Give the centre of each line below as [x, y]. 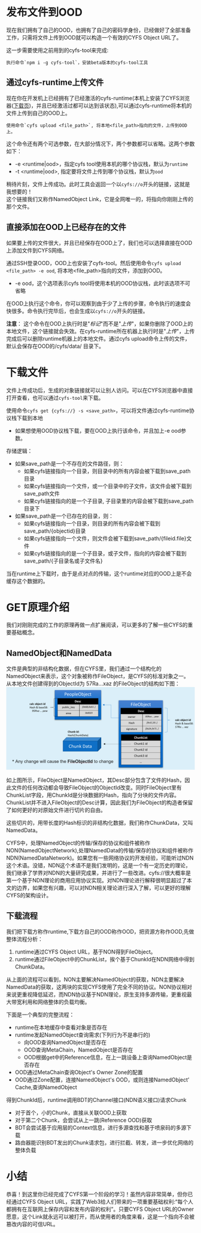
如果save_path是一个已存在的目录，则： [64, 516]
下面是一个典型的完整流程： [40, 1015]
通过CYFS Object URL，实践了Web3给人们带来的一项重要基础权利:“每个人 [102, 1201]
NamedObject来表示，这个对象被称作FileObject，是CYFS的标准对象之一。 [98, 676]
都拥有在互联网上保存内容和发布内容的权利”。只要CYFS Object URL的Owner [100, 1209]
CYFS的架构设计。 [29, 895]
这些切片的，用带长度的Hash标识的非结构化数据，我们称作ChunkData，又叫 [100, 822]
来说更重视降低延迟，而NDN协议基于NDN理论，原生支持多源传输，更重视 [97, 994]
